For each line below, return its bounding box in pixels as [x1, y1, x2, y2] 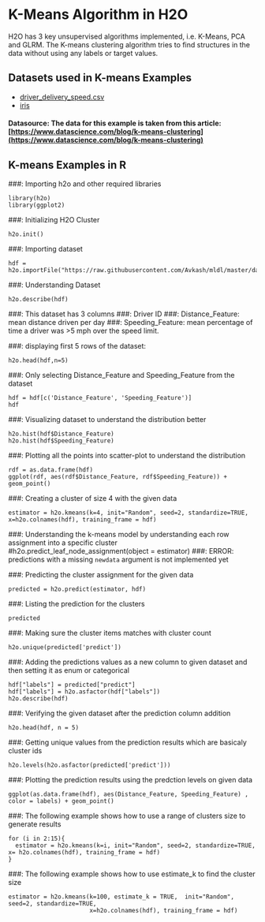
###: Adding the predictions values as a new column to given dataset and [8, 657, 248, 667]
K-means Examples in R [8, 158, 127, 171]
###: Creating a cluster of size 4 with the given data [8, 494, 177, 503]
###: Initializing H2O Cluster [8, 215, 100, 225]
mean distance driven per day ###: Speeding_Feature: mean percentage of [8, 318, 253, 327]
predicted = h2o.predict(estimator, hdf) [8, 585, 147, 593]
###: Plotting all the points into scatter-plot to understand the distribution [8, 451, 246, 461]
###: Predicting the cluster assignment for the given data [8, 570, 194, 580]
